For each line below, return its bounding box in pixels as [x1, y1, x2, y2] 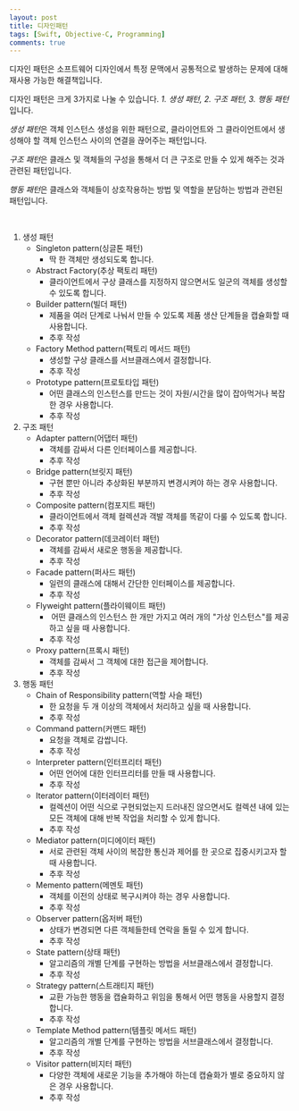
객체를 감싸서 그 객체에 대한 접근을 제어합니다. [48, 656, 209, 667]
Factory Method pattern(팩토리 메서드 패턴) [35, 343, 191, 354]
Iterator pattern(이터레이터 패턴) [35, 790, 150, 801]
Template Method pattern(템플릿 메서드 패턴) [35, 1025, 197, 1036]
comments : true [9, 38, 66, 47]
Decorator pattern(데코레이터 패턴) [35, 534, 161, 544]
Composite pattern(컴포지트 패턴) [35, 500, 156, 510]
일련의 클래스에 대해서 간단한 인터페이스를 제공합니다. [48, 578, 236, 589]
